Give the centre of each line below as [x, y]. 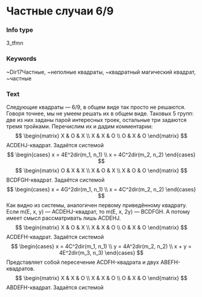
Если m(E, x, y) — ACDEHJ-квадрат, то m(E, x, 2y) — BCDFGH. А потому [98, 212]
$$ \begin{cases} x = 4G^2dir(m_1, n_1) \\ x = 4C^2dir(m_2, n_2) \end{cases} [101, 190]
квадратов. [21, 269]
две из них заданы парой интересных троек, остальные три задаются [96, 120]
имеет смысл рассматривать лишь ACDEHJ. [64, 218]
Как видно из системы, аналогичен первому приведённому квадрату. [97, 205]
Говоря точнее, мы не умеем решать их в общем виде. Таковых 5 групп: [100, 113]
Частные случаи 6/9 [60, 11]
